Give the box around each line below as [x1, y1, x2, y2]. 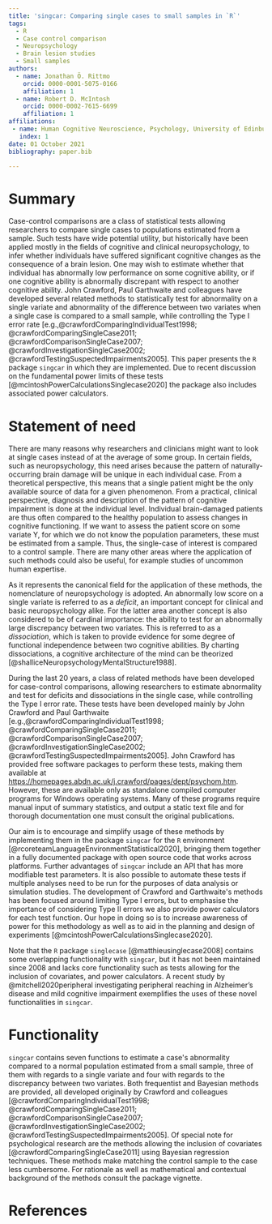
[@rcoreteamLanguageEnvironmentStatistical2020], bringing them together [8, 844, 261, 854]
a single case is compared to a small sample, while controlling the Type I [8, 311, 250, 321]
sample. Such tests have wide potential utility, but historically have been [8, 233, 249, 243]
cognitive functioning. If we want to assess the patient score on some [8, 521, 240, 531]
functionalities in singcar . [8, 998, 93, 1008]
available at [8, 768, 47, 778]
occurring [8, 469, 41, 479]
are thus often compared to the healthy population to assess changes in [8, 512, 249, 523]
